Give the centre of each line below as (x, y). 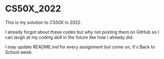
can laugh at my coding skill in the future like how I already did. (69, 37)
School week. (19, 52)
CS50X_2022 (33, 9)
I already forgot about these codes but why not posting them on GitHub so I (82, 32)
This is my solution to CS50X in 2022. (43, 22)
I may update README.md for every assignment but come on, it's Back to (80, 47)
